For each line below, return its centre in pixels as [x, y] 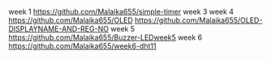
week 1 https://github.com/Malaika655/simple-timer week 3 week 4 [121, 12]
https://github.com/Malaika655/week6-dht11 [82, 46]
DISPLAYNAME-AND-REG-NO [59, 29]
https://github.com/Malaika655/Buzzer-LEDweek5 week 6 [105, 37]
